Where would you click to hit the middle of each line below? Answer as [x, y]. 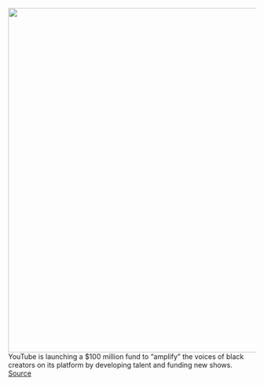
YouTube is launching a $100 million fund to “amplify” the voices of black [126, 357]
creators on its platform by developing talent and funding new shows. [121, 365]
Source [20, 373]
